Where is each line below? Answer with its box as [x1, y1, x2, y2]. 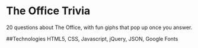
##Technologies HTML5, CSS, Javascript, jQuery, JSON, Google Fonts [6, 35, 178, 42]
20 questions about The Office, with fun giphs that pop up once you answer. [6, 24, 193, 31]
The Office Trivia [6, 4, 91, 18]
